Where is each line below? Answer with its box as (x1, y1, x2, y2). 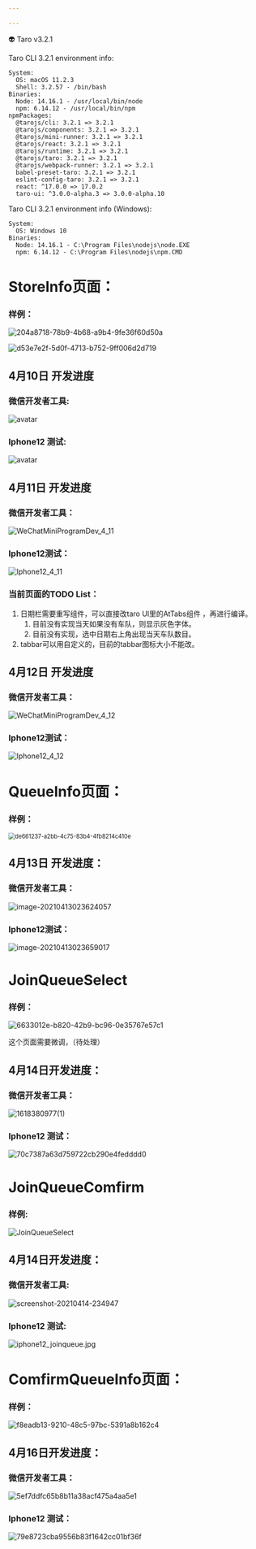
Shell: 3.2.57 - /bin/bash (15, 83, 107, 91)
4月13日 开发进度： (8, 857, 105, 870)
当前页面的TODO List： (8, 588, 100, 600)
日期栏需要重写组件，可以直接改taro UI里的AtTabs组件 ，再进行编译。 (19, 609, 253, 618)
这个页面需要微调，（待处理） (8, 1037, 105, 1047)
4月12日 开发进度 (8, 665, 94, 679)
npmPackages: (8, 111, 53, 119)
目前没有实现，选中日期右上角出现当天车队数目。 (32, 629, 196, 639)
